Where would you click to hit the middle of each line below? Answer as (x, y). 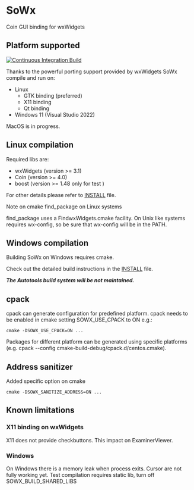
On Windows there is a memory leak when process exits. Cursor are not (94, 469)
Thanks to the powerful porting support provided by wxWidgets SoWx (92, 71)
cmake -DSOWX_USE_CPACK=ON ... (45, 331)
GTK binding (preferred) (53, 95)
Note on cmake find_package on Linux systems (64, 207)
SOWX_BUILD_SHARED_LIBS (42, 481)
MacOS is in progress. (33, 126)
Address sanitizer (39, 367)
